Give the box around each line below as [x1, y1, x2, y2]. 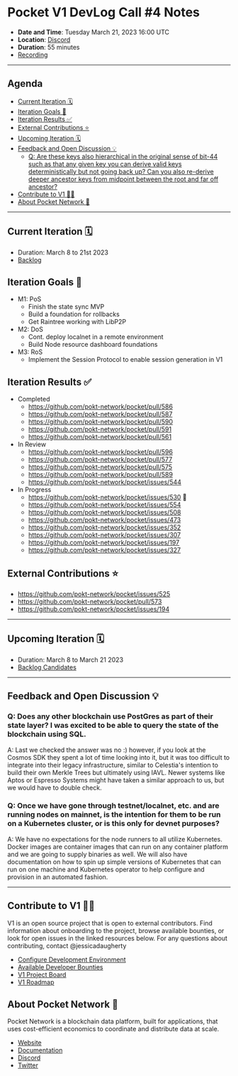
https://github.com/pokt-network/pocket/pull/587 [28, 410, 173, 419]
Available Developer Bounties [17, 962, 103, 971]
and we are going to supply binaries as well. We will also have [7, 850, 188, 859]
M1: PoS [17, 295, 42, 303]
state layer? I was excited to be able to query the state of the [7, 721, 219, 731]
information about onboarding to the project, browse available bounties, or [7, 926, 225, 935]
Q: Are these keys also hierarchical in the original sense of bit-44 [28, 152, 218, 161]
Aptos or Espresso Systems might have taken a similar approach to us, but [7, 775, 225, 784]
